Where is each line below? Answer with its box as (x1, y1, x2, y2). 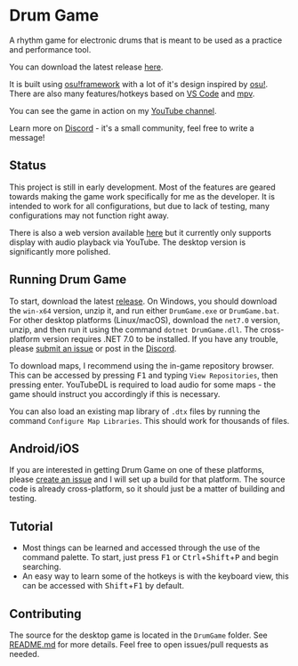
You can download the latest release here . (9, 61, 164, 72)
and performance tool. (9, 44, 92, 54)
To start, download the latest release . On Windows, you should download (9, 296, 278, 306)
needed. (9, 649, 40, 659)
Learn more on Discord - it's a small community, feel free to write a (9, 122, 255, 134)
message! (9, 132, 45, 142)
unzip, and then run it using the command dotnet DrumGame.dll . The (9, 324, 259, 335)
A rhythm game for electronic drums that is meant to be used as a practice (9, 35, 283, 45)
